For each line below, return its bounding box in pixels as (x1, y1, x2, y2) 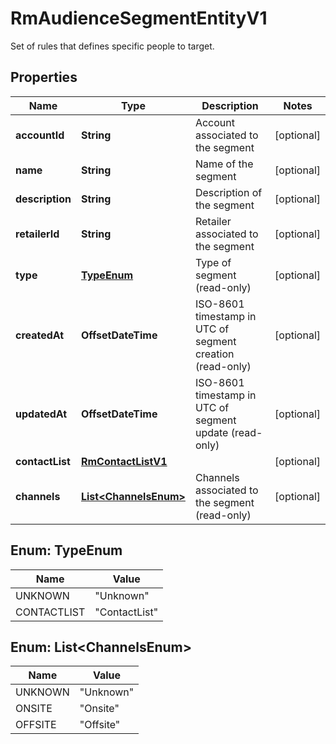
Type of (194, 255, 232, 269)
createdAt (15, 328, 65, 342)
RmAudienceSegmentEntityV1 (10, 7, 268, 30)
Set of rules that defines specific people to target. (10, 40, 215, 52)
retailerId (15, 227, 60, 241)
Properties (10, 69, 78, 86)
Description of (194, 185, 263, 199)
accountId (15, 128, 65, 142)
